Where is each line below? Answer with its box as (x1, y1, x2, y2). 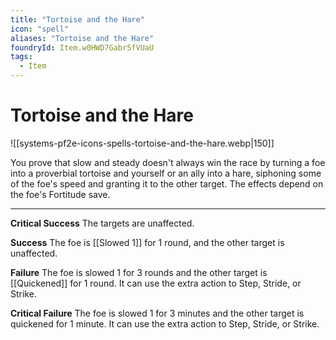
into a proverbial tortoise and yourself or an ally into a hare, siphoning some (10, 167, 322, 179)
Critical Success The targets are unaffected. (10, 217, 195, 229)
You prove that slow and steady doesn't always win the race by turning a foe (10, 156, 326, 168)
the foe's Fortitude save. (10, 188, 111, 200)
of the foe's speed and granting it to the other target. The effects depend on (10, 177, 324, 190)
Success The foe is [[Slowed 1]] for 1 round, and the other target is (10, 236, 285, 248)
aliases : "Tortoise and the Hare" (10, 33, 155, 43)
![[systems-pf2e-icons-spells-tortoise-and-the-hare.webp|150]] (10, 137, 275, 149)
